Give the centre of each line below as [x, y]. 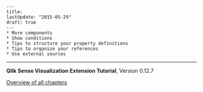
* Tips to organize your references [52, 49]
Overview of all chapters [37, 82]
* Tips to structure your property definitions [67, 44]
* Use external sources [36, 54]
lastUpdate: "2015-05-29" [39, 17]
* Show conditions [29, 38]
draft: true [21, 23]
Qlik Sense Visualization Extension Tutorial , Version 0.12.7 [80, 71]
